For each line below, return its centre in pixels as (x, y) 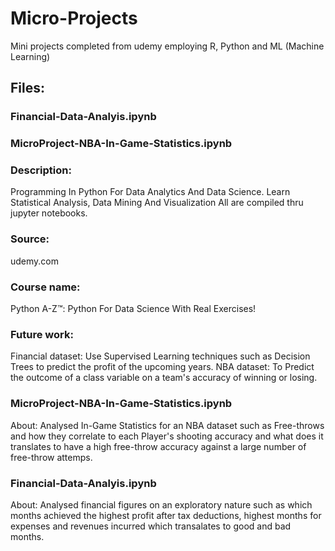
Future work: (42, 334)
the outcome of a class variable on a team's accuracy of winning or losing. (164, 378)
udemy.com (35, 261)
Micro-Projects (74, 18)
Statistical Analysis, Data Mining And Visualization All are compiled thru (157, 203)
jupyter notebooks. (49, 213)
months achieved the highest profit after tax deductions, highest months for (166, 515)
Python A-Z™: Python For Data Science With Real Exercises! (133, 309)
